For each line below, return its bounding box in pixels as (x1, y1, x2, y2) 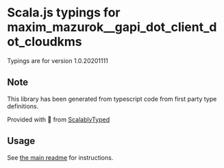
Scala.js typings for (7, 5, 121, 21)
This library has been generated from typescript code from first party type (7, 95, 217, 103)
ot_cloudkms (7, 34, 82, 49)
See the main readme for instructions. (7, 153, 114, 162)
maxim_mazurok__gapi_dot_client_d (7, 19, 217, 35)
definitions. (7, 101, 39, 110)
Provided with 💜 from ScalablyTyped (7, 115, 110, 123)
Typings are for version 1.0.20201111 (7, 56, 108, 64)
